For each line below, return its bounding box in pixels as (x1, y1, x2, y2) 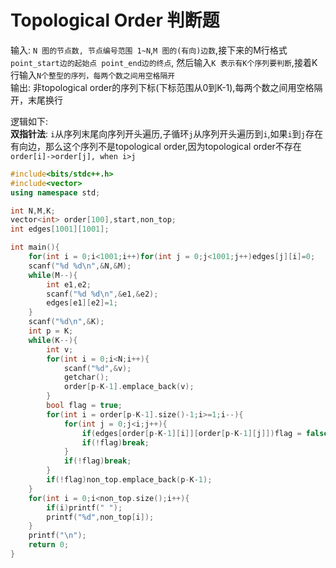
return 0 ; (28, 540, 70, 550)
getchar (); (63, 372, 110, 383)
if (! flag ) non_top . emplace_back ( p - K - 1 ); (46, 475, 213, 485)
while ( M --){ (28, 270, 78, 280)
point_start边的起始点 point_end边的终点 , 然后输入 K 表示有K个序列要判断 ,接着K (10, 56, 318, 68)
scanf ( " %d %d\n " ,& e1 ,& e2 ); (46, 289, 159, 299)
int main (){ (10, 242, 60, 253)
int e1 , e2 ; (46, 279, 92, 290)
